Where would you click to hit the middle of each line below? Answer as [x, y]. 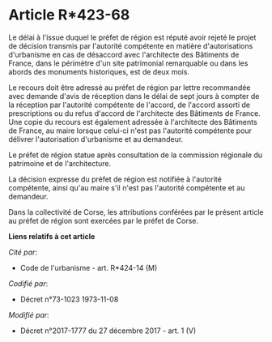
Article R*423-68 [69, 15]
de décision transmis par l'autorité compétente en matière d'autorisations [131, 45]
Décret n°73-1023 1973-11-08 [69, 299]
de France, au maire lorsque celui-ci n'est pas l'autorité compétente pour [130, 130]
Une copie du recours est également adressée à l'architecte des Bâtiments [133, 122]
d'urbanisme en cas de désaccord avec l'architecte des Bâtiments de [124, 54]
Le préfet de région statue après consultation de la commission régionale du [136, 155]
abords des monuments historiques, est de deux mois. [99, 71]
